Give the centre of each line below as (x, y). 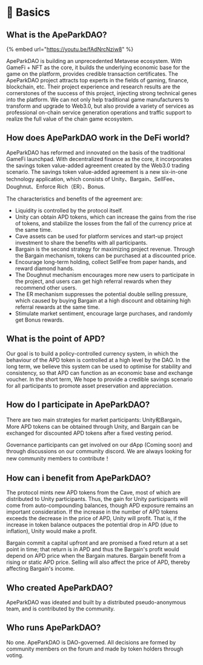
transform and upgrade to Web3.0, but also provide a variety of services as (100, 106)
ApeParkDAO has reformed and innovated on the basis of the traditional (96, 152)
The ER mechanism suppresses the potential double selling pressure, (101, 294)
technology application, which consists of (58, 179)
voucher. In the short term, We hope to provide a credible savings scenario (99, 379)
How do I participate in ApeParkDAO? (78, 405)
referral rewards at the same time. (57, 307)
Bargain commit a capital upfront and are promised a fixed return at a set (97, 543)
